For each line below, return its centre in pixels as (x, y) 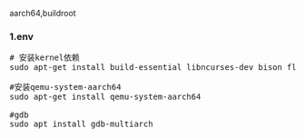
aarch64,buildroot (43, 13)
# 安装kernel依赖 (44, 58)
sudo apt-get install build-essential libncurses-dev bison (146, 68)
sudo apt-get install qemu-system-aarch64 (105, 97)
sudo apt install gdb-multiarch (81, 124)
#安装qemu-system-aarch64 (65, 87)
